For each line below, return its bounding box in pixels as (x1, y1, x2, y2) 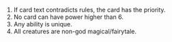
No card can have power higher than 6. (13, 13, 124, 21)
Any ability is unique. (13, 20, 73, 28)
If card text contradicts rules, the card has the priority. (13, 6, 166, 14)
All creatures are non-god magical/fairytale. (13, 27, 137, 35)
